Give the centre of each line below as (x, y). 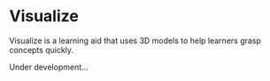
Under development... (49, 67)
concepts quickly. (41, 49)
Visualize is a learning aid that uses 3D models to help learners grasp (135, 40)
